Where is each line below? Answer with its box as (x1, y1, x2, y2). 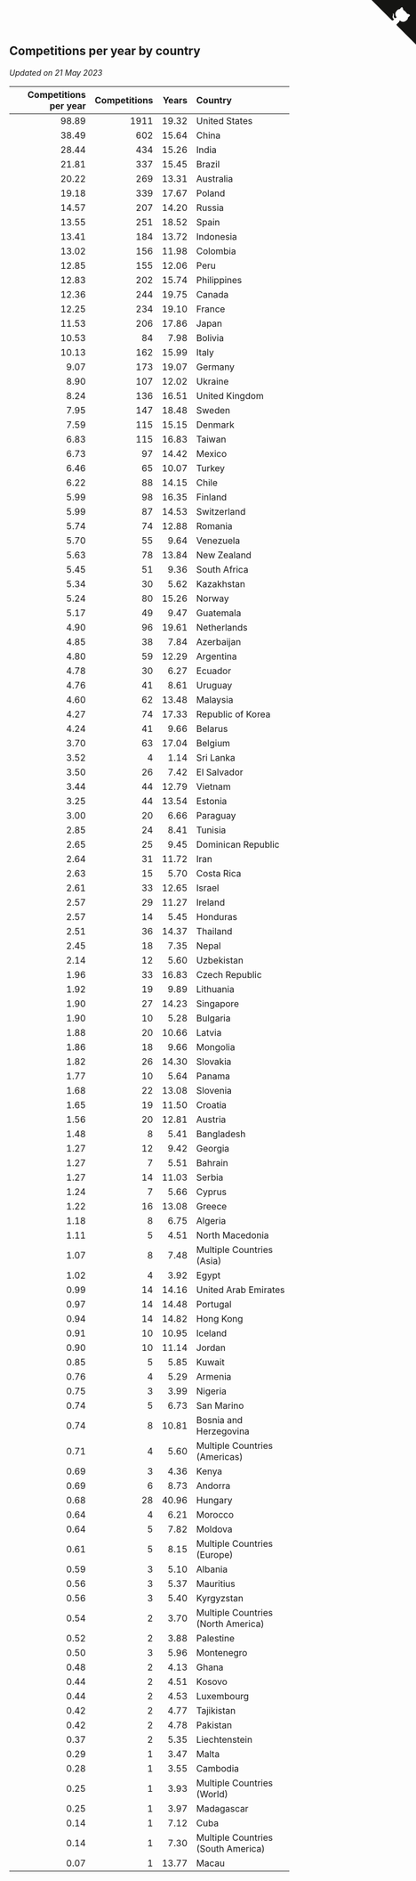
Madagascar (196, 1802, 249, 1814)
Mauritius (196, 1577, 236, 1590)
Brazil (196, 158, 220, 170)
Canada (196, 288, 229, 300)
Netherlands (196, 621, 248, 633)
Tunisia (196, 824, 227, 836)
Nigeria (196, 1385, 227, 1397)
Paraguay (196, 809, 236, 821)
